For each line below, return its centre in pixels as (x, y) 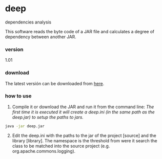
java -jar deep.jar (25, 126)
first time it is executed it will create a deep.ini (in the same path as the (83, 112)
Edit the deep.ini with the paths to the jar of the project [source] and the (84, 136)
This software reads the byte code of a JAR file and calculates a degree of (80, 31)
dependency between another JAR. (41, 37)
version (14, 49)
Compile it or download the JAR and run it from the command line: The (83, 107)
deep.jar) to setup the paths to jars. (48, 117)
